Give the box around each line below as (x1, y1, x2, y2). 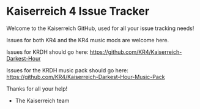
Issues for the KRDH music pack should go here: (6, 66, 128, 74)
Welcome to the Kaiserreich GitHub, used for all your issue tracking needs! (6, 24, 194, 32)
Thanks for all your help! (6, 85, 68, 92)
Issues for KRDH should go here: (6, 48, 89, 56)
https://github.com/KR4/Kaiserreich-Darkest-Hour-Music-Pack (6, 73, 165, 80)
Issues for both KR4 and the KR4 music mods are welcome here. (6, 36, 169, 43)
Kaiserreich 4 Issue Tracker (6, 4, 150, 18)
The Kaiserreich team (15, 97, 70, 104)
